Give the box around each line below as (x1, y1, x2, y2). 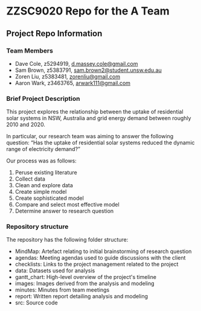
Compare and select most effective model (14, 201, 120, 208)
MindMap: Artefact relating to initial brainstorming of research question (14, 248, 192, 255)
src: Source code (14, 299, 59, 306)
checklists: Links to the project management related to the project (14, 261, 179, 268)
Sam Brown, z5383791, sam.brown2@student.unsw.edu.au (14, 66, 162, 74)
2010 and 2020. (6, 121, 45, 128)
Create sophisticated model (14, 194, 85, 202)
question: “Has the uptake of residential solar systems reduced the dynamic (6, 139, 195, 146)
